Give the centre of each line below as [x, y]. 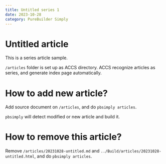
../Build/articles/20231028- [131, 151]
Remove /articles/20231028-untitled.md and [52, 151]
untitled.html [20, 157]
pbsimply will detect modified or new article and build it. [63, 117]
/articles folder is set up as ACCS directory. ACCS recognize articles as [80, 68]
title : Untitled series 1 [32, 10]
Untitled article [37, 44]
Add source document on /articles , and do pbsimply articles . [71, 107]
